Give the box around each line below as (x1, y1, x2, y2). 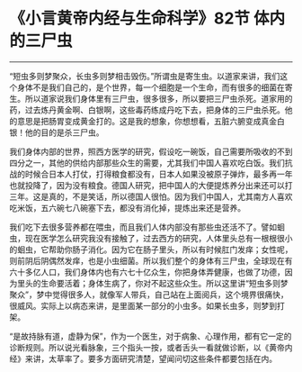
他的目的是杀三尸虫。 (24, 127, 104, 138)
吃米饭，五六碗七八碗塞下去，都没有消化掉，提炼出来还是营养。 (9, 202, 245, 213)
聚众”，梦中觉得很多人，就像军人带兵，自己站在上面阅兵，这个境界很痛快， (9, 289, 289, 300)
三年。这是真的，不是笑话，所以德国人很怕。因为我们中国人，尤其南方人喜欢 (9, 191, 293, 202)
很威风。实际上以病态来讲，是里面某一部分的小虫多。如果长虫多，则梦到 (9, 300, 277, 311)
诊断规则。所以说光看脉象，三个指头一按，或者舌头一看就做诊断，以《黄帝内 (9, 341, 293, 352)
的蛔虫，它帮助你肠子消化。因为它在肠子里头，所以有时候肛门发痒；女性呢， (9, 244, 293, 255)
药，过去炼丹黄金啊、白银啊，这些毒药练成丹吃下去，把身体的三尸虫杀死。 (9, 104, 285, 115)
